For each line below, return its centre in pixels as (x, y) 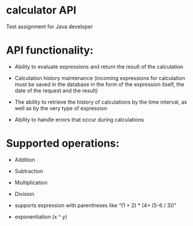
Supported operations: (63, 143)
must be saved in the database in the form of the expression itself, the (99, 84)
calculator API (41, 10)
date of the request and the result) (56, 90)
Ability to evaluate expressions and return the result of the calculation (99, 67)
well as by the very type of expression (61, 108)
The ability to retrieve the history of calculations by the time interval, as (101, 102)
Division (24, 194)
